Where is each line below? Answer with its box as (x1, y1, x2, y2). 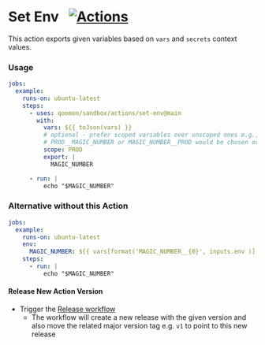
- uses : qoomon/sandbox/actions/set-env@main (28, 109, 181, 117)
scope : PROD (43, 146, 83, 154)
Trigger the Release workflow (19, 304, 116, 313)
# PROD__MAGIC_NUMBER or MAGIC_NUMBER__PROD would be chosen (43, 139, 248, 147)
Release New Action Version (8, 287, 103, 296)
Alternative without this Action (8, 201, 129, 212)
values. (8, 42, 32, 51)
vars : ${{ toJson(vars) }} (43, 124, 132, 132)
